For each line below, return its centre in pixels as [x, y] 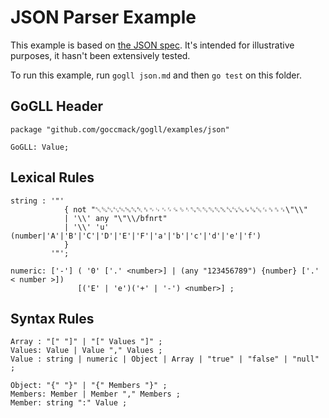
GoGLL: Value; [40, 147]
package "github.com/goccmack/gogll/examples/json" [120, 129]
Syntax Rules [52, 318]
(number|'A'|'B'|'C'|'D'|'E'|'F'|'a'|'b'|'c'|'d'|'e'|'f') [136, 236]
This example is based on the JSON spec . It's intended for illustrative [152, 45]
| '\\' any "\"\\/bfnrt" [115, 218]
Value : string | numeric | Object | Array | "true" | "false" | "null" [165, 359]
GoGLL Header [57, 106]
